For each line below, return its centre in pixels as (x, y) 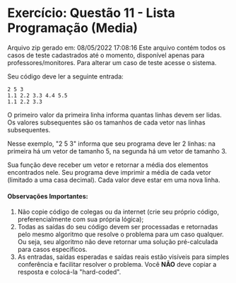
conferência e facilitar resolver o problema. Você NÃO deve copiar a (117, 265)
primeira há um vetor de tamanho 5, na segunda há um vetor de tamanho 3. (117, 151)
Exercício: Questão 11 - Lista (91, 13)
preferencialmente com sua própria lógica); (81, 219)
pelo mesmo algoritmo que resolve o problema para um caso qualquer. (120, 234)
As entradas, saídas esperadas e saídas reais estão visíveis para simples (123, 257)
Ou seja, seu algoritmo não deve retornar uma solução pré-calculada (118, 242)
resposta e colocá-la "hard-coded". (69, 272)
